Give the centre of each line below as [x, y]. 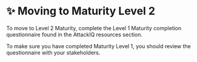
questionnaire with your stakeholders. [53, 52]
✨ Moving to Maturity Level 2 [81, 11]
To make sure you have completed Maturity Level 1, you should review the [98, 46]
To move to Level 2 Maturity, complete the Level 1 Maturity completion [94, 28]
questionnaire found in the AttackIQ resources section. [75, 34]
